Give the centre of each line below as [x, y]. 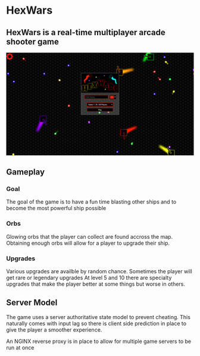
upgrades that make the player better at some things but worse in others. [96, 284]
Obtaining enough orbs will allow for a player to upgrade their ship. [88, 243]
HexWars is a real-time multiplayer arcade [86, 32]
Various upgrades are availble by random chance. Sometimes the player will [99, 271]
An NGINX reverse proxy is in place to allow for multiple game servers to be [99, 341]
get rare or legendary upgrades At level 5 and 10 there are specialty [89, 277]
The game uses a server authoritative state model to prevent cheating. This [98, 317]
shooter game [33, 41]
